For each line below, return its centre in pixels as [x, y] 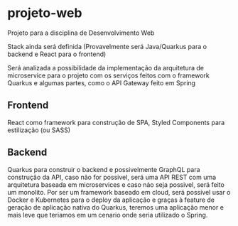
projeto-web [45, 13]
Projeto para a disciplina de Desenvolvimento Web [81, 33]
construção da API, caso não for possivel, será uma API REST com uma [112, 177]
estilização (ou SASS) [39, 130]
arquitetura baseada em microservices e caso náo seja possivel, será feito [116, 184]
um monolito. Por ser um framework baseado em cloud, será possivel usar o [119, 192]
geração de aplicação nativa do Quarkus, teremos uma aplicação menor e [115, 207]
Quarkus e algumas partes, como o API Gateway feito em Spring [102, 82]
